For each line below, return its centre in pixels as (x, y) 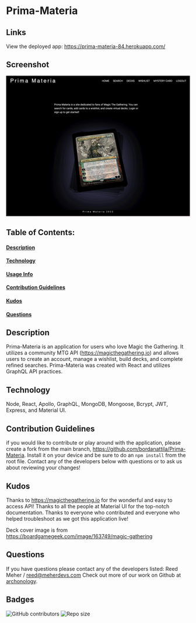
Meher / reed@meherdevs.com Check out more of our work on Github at (94, 575)
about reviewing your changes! (43, 468)
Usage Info (20, 274)
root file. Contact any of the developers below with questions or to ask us (94, 462)
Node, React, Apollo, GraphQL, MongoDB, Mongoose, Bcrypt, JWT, (87, 404)
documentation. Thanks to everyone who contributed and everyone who (93, 512)
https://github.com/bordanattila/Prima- (139, 449)
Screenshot (28, 65)
